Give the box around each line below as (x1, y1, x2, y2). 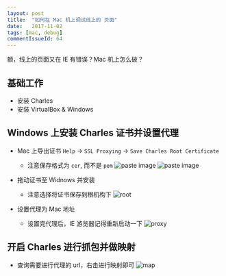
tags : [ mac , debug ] (7, 29, 63, 36)
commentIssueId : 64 (7, 36, 63, 42)
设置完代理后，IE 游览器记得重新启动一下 (27, 219, 142, 227)
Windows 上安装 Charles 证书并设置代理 (7, 127, 179, 139)
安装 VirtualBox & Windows (16, 105, 94, 113)
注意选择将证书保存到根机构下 (27, 190, 112, 199)
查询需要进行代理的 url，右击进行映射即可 (16, 261, 135, 269)
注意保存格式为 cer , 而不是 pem (27, 161, 113, 169)
